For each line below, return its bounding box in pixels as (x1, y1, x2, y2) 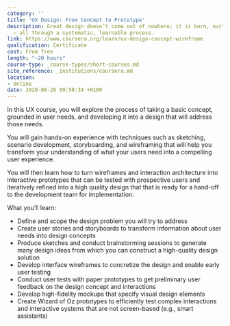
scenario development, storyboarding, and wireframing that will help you (7, 141, 212, 149)
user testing (16, 268, 51, 277)
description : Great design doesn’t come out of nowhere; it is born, (7, 23, 210, 30)
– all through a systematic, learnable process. (13, 29, 155, 36)
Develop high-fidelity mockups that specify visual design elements (16, 290, 205, 299)
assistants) (16, 312, 48, 320)
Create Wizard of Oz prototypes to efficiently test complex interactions (16, 297, 217, 305)
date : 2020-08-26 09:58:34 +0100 (7, 86, 103, 93)
